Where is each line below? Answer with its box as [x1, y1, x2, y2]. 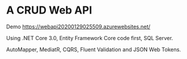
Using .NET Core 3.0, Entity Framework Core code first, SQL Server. [6, 34, 173, 41]
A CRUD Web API [6, 4, 93, 17]
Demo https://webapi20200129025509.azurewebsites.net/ [6, 23, 151, 30]
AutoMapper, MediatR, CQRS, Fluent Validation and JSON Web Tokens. [6, 45, 181, 53]
